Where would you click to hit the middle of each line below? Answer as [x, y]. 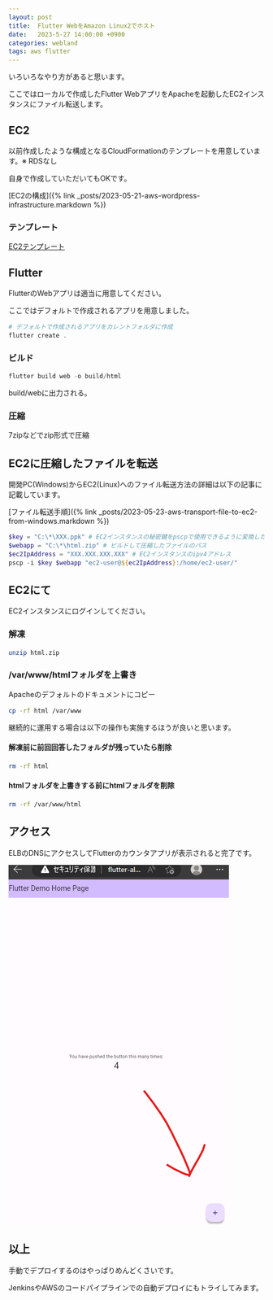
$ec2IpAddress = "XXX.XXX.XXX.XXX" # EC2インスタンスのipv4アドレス [120, 554]
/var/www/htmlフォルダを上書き [73, 675]
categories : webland [43, 43]
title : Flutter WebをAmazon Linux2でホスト [82, 26]
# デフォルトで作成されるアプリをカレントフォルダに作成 [91, 327]
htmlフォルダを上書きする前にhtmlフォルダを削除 [91, 786]
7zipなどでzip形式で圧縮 [49, 435]
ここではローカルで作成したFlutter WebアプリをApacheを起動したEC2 [126, 94]
